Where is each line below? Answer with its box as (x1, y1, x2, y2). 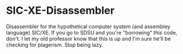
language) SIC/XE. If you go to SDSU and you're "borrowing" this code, (6, 29, 178, 36)
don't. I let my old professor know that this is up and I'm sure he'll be (6, 35, 171, 42)
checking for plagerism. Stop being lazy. (6, 41, 103, 48)
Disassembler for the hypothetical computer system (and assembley (6, 23, 171, 30)
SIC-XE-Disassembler (6, 4, 115, 17)
